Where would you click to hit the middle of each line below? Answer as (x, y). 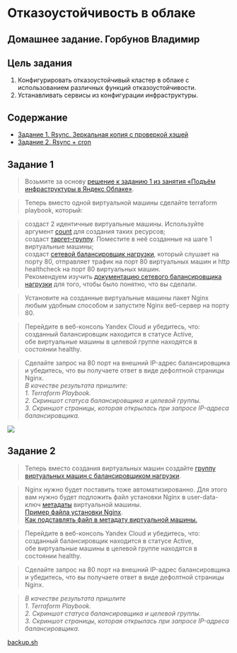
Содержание (38, 117)
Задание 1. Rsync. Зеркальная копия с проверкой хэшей (103, 135)
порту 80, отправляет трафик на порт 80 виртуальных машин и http (127, 262)
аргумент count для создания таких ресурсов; (95, 232)
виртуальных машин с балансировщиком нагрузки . (103, 475)
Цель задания (40, 63)
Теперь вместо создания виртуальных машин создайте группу (120, 468)
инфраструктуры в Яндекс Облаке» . (79, 189)
